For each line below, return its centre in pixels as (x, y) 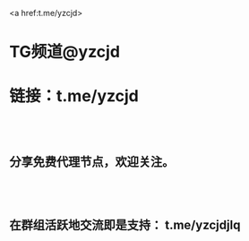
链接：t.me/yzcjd (74, 96)
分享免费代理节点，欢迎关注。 (92, 162)
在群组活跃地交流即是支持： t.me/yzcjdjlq (125, 225)
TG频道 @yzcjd (65, 52)
